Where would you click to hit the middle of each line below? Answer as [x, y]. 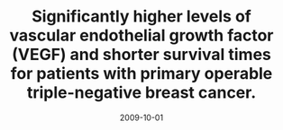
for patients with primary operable [141, 74]
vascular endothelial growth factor [141, 35]
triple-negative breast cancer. [141, 93]
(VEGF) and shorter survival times [141, 55]
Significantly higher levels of [141, 17]
